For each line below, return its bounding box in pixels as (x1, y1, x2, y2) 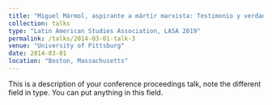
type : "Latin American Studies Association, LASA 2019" (8, 27, 201, 35)
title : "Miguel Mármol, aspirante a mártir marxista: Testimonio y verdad (8, 11, 266, 20)
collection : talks (8, 19, 70, 27)
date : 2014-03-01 (8, 49, 67, 57)
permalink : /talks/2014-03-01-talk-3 (8, 34, 136, 43)
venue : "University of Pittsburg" (8, 42, 125, 50)
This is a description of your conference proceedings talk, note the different (8, 78, 261, 89)
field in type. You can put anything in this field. (8, 87, 164, 97)
